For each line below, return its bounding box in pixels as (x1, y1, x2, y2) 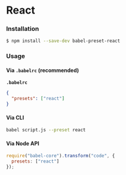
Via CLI (6, 114, 24, 121)
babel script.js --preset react (6, 127, 86, 133)
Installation (6, 25, 40, 33)
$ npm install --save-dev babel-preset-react (6, 38, 120, 44)
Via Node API (6, 140, 40, 147)
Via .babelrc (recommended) (6, 66, 79, 74)
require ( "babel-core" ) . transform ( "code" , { (6, 153, 115, 159)
